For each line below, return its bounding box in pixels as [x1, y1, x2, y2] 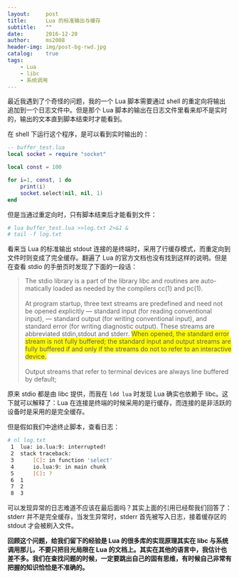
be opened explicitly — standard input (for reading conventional [24, 307, 212, 315]
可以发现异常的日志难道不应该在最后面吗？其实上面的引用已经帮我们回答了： [7, 503, 232, 513]
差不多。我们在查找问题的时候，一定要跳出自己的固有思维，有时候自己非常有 [7, 555, 232, 563]
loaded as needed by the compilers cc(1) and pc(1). [53, 284, 203, 293]
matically [24, 284, 52, 293]
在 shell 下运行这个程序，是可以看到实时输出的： [7, 130, 149, 139]
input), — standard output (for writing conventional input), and [24, 315, 208, 323]
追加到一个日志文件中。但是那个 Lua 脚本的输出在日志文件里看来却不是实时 [7, 106, 228, 115]
